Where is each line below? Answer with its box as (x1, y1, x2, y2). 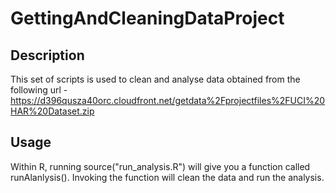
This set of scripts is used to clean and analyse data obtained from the (10, 73, 301, 85)
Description (10, 47, 85, 64)
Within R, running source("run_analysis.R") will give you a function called (10, 160, 311, 172)
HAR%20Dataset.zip (10, 105, 95, 117)
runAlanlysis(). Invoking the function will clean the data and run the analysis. (10, 171, 325, 183)
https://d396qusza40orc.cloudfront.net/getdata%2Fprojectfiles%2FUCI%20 (10, 95, 326, 106)
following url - (10, 84, 68, 96)
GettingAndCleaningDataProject (10, 7, 285, 30)
